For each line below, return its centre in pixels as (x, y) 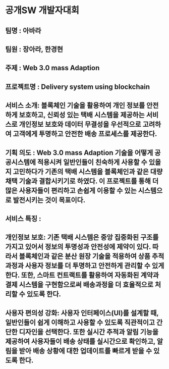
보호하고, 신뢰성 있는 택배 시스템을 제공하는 (82, 115)
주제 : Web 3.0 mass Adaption (52, 68)
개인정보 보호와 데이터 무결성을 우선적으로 (80, 124)
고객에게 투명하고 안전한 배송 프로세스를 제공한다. (85, 134)
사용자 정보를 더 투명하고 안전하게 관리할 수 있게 (95, 266)
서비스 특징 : (23, 218)
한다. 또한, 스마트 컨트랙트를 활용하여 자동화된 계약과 (82, 275)
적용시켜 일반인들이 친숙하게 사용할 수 (92, 162)
